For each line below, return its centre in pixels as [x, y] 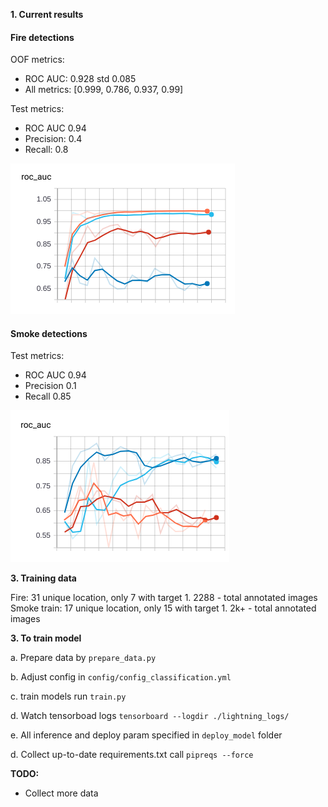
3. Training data [43, 578]
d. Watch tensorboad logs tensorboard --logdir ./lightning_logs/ [150, 716]
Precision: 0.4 [53, 139]
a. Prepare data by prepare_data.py [83, 658]
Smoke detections [49, 333]
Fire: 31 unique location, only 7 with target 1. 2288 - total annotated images [164, 598]
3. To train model [46, 638]
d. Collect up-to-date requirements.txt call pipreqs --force [132, 755]
